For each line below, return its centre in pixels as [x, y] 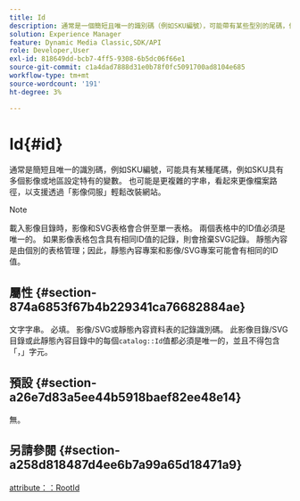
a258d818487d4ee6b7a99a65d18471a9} [126, 465]
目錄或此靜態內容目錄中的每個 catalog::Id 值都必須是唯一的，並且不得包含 [145, 341]
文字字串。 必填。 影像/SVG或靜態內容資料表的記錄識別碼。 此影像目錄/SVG [149, 330]
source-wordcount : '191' [55, 84]
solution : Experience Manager [66, 34]
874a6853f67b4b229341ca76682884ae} [127, 307]
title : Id [28, 17]
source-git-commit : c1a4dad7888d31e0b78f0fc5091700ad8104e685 [127, 68]
